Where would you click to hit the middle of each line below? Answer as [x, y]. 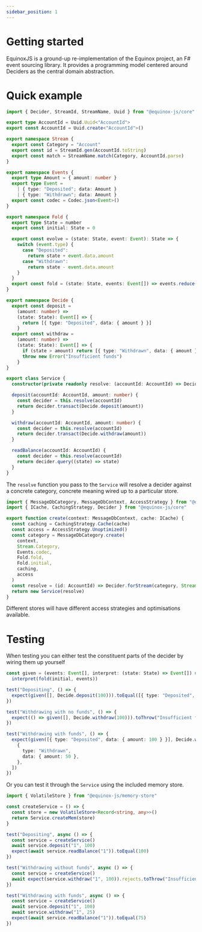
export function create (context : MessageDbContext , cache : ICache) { [95, 518]
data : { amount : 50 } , [50, 756]
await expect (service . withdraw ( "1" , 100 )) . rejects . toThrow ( [88, 879]
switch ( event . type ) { [45, 245]
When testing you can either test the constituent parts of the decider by [95, 656]
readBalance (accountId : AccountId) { [59, 451]
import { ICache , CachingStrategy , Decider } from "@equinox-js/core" [96, 507]
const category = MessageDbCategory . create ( [68, 535]
